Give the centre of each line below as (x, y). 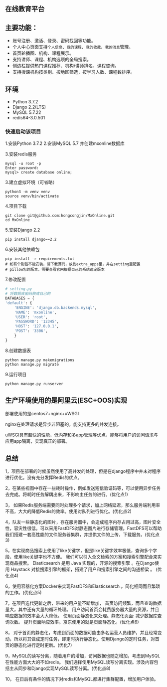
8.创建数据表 (18, 351)
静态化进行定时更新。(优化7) (43, 645)
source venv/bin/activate (32, 196)
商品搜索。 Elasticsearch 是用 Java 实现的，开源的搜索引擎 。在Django (82, 563)
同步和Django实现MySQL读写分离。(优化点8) (64, 668)
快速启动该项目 (23, 131)
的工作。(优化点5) (23, 593)
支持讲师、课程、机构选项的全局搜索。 (52, 60)
